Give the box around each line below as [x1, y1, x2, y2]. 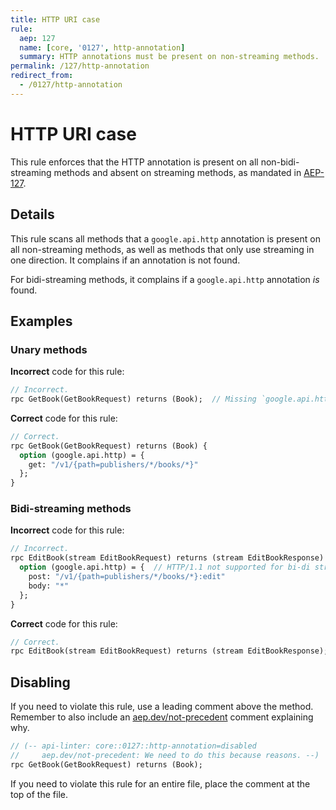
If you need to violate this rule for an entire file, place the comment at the [10, 777, 311, 790]
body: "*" [28, 581, 70, 591]
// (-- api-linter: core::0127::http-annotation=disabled [10, 741, 257, 751]
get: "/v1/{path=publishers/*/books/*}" [28, 459, 199, 470]
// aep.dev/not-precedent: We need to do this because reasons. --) [10, 751, 320, 761]
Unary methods [10, 342, 88, 356]
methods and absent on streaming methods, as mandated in [53, 166, 302, 178]
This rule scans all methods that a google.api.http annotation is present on [10, 232, 321, 245]
